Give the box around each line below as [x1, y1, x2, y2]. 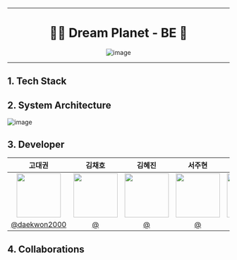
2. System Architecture [7, 99, 111, 111]
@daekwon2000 [11, 219, 67, 229]
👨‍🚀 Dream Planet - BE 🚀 [49, 25, 188, 41]
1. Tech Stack [7, 75, 67, 87]
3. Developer [7, 138, 65, 150]
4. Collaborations [7, 244, 85, 256]
